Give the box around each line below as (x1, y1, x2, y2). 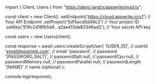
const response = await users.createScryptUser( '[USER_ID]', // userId (5, 43, 148, 49)
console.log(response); (5, 74, 53, 79)
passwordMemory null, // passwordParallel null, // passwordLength (5, 59, 141, 64)
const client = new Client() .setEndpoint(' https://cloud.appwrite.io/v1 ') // (5, 14, 151, 19)
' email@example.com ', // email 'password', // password (5, 49, 117, 54)
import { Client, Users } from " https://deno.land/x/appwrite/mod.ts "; (5, 4, 143, 10)
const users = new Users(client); (5, 34, 71, 39)
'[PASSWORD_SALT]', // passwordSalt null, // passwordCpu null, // (5, 54, 139, 59)
